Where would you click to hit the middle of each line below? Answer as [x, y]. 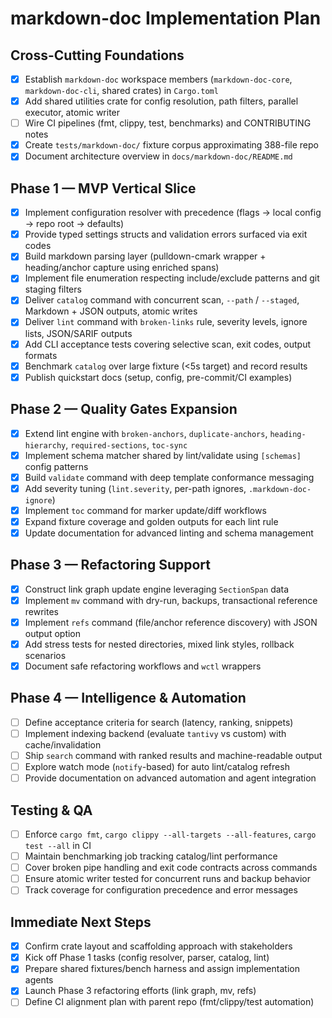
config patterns [56, 466]
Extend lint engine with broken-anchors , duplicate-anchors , [146, 433]
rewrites [41, 611]
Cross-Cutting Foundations [97, 55]
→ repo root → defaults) [74, 224]
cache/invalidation [63, 745]
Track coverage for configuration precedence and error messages [161, 890]
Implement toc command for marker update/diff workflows [145, 510]
